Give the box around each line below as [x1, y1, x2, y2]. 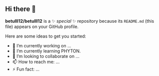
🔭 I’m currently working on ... [12, 42, 71, 48]
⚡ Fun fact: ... [12, 66, 40, 72]
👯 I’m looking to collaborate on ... [12, 53, 80, 59]
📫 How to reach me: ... [12, 59, 60, 65]
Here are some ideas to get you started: [5, 33, 87, 39]
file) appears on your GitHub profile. [5, 23, 79, 30]
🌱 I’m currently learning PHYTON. [12, 48, 81, 54]
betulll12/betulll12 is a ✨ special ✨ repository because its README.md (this [5, 18, 155, 24]
